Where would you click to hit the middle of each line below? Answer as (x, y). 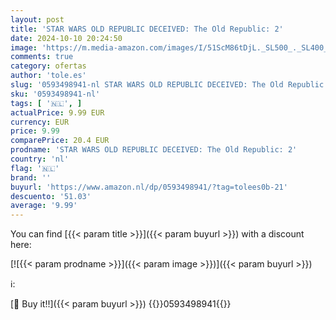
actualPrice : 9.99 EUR (57, 112)
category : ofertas (48, 66)
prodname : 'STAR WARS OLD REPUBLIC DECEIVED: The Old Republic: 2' (154, 150)
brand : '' (31, 177)
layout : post (37, 19)
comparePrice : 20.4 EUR (60, 141)
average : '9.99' (44, 206)
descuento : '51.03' (51, 196)
